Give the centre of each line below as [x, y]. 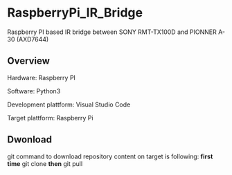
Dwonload [29, 140]
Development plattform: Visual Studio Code [69, 104]
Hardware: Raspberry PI [42, 77]
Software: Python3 [34, 91]
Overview [29, 61]
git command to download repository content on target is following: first [110, 156]
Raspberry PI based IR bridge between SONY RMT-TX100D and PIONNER [112, 32]
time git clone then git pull [45, 163]
